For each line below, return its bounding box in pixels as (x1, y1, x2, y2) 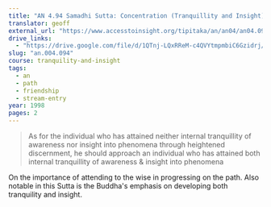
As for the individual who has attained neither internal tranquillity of (27, 131, 252, 141)
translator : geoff (8, 19, 70, 27)
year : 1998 (8, 101, 45, 110)
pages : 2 (8, 110, 38, 118)
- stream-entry (15, 94, 67, 102)
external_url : (8, 27, 56, 35)
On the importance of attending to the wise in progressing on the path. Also (8, 172, 260, 182)
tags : (8, 64, 27, 72)
